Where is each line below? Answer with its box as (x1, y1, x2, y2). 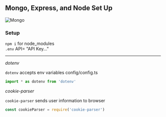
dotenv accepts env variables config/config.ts (5, 70, 98, 76)
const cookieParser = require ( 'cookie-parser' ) (5, 107, 105, 112)
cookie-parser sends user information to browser (5, 97, 105, 103)
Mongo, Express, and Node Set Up (5, 4, 113, 12)
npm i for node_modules (5, 40, 54, 46)
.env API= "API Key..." (5, 46, 49, 52)
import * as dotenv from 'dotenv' (5, 79, 77, 84)
